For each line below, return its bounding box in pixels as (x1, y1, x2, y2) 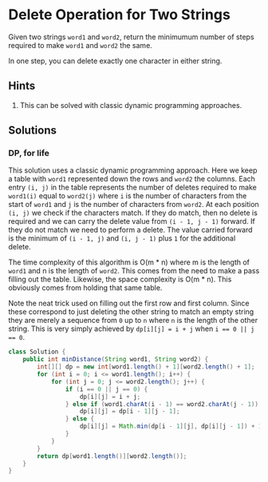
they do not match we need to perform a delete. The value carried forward (8, 225, 253, 235)
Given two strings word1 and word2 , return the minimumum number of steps (8, 32, 254, 42)
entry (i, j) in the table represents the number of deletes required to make (8, 182, 257, 193)
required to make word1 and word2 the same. (8, 40, 153, 50)
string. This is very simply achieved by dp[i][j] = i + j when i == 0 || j (8, 324, 255, 333)
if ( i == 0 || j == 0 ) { (65, 385, 148, 393)
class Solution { (8, 348, 66, 357)
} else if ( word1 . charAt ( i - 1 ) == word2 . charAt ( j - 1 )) (65, 400, 259, 408)
